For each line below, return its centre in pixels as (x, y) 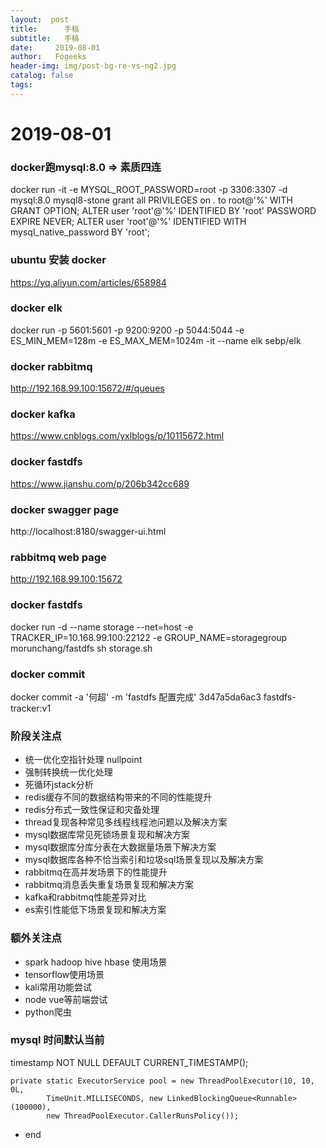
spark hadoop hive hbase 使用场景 (96, 962)
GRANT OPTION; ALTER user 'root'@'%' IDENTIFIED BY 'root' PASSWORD (163, 211)
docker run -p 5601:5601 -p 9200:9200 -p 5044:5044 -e (127, 330)
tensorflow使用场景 (64, 974)
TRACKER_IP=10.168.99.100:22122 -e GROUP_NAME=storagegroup (149, 637)
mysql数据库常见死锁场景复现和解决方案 (107, 835)
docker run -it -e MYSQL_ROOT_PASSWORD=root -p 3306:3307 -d (149, 190)
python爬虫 (48, 1012)
